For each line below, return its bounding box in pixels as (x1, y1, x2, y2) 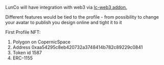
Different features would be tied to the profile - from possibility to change (5, 14, 159, 20)
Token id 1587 (12, 50, 42, 55)
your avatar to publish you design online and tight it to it (5, 20, 122, 25)
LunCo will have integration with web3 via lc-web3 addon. (5, 5, 127, 10)
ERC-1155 (12, 55, 33, 61)
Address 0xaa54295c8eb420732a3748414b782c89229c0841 (12, 44, 143, 50)
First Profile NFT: (5, 29, 41, 35)
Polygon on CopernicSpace (12, 39, 71, 45)
